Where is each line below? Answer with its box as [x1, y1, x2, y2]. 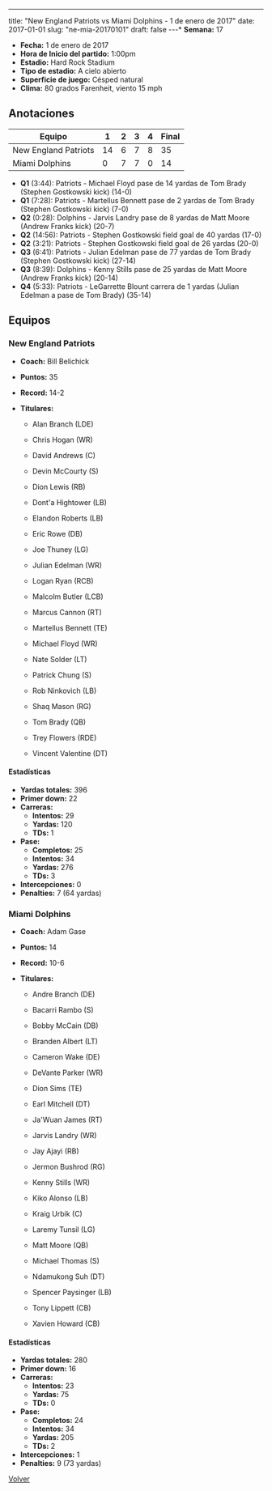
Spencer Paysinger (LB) [32, 1288, 112, 1297]
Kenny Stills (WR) [32, 1178, 91, 1187]
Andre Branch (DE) [32, 989, 96, 999]
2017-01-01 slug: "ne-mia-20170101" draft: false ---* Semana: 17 [8, 25, 224, 34]
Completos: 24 [32, 1416, 83, 1425]
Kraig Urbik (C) [32, 1209, 83, 1218]
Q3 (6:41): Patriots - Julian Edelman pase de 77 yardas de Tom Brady [19, 247, 251, 257]
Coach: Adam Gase [19, 927, 87, 936]
